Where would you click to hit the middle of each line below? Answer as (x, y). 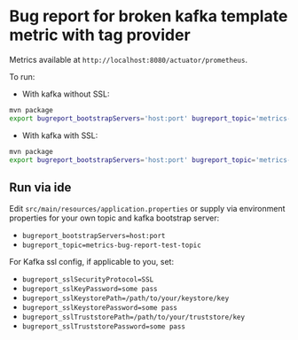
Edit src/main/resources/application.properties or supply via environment (147, 209)
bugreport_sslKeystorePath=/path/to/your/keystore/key (125, 298)
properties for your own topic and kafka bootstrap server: (114, 218)
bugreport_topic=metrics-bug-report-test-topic (111, 245)
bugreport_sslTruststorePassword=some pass (104, 327)
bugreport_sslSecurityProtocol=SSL (88, 280)
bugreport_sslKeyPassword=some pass (90, 290)
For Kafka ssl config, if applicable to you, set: (92, 262)
